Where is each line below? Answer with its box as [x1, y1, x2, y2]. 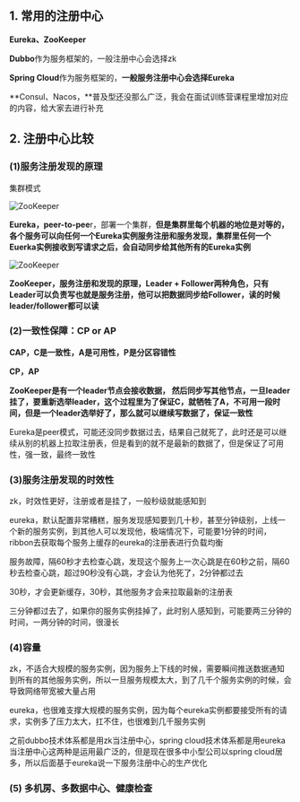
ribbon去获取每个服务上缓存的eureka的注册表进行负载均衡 [9, 537, 224, 548]
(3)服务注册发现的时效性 [9, 474, 115, 486]
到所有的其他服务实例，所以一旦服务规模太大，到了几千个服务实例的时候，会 [9, 675, 292, 685]
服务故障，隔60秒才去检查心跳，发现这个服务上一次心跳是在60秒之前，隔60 [9, 556, 290, 567]
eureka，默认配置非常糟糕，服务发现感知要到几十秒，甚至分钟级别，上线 [9, 515, 279, 526]
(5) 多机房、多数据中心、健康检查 [9, 782, 153, 795]
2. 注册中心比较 [9, 131, 94, 146]
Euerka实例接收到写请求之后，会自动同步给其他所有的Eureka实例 [9, 241, 251, 252]
